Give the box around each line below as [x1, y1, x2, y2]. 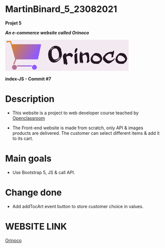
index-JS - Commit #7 [5, 76, 51, 82]
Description [5, 93, 55, 105]
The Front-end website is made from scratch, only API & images [12, 125, 144, 131]
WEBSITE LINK [5, 221, 67, 232]
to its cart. [12, 135, 33, 141]
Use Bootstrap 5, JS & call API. [12, 169, 76, 175]
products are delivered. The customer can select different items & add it [12, 130, 160, 136]
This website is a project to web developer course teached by [12, 110, 139, 116]
